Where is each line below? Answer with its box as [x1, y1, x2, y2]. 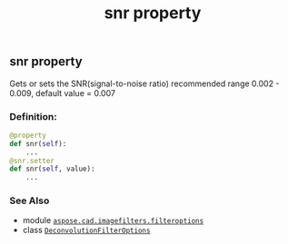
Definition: [9, 110, 57, 122]
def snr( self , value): [9, 164, 95, 174]
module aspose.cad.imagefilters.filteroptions [22, 215, 204, 226]
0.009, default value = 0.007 [9, 87, 116, 98]
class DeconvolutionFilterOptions [22, 225, 151, 236]
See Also [9, 194, 50, 207]
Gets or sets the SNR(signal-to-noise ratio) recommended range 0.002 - [9, 78, 280, 89]
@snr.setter [9, 156, 55, 165]
